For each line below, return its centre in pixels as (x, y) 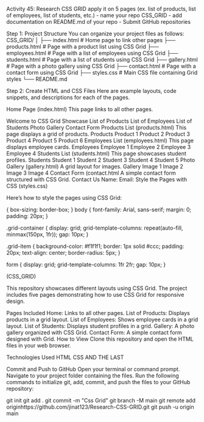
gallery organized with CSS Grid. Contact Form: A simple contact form (94, 333)
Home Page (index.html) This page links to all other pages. (80, 109)
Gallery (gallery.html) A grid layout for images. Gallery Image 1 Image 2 (95, 166)
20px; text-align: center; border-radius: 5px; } (63, 253)
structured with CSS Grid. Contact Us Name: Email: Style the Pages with (97, 179)
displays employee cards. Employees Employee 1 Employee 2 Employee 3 (99, 147)
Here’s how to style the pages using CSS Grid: (64, 198)
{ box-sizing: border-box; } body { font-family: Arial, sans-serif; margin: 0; (99, 209)
